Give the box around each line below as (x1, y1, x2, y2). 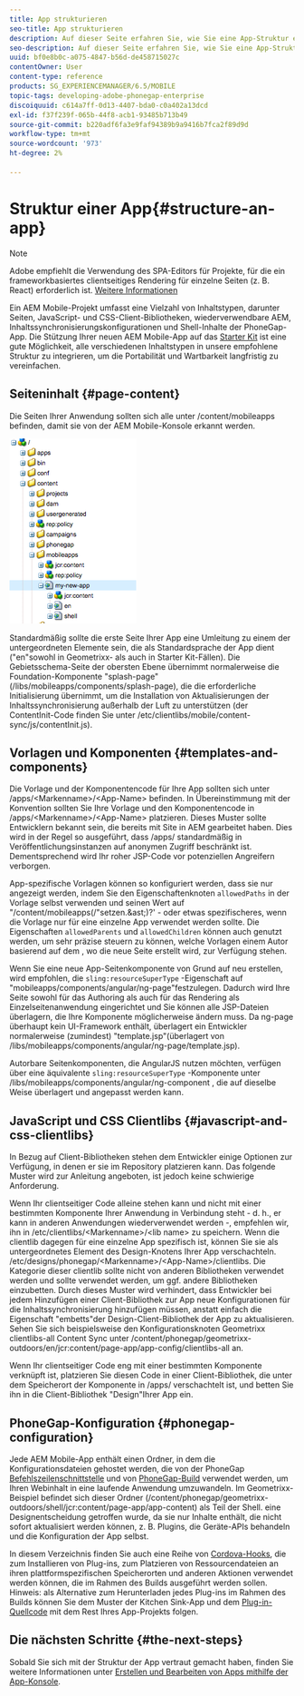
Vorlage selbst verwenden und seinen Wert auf (9, 897, 185, 908)
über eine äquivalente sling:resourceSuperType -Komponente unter (9, 1067, 261, 1079)
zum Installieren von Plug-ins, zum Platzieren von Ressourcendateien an (9, 1557, 279, 1569)
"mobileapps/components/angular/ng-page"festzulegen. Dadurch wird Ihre (9, 983, 290, 994)
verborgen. (9, 860, 52, 871)
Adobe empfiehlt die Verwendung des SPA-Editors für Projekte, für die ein (9, 265, 286, 276)
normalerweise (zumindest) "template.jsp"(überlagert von (9, 1031, 224, 1042)
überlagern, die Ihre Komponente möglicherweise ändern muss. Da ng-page (9, 1012, 294, 1023)
